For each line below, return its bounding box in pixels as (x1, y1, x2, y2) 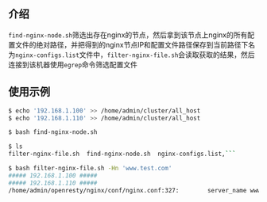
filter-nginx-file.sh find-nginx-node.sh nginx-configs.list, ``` (8, 150, 237, 158)
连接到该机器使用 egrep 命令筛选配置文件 (8, 59, 137, 69)
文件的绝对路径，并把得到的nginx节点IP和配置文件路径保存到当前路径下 (14, 40, 249, 49)
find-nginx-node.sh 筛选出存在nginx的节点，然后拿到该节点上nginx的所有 (8, 30, 248, 40)
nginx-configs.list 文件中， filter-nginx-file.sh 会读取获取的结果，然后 (15, 50, 256, 59)
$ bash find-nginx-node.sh (8, 128, 98, 136)
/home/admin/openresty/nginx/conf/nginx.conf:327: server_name (8, 186, 247, 194)
